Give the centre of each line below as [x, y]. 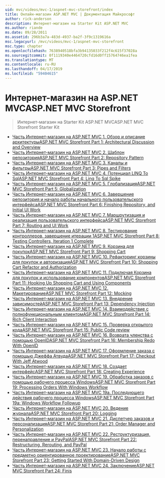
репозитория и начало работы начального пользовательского [78, 199]
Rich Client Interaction [35, 319]
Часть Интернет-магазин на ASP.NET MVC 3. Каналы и [70, 163]
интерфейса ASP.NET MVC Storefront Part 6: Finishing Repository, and [84, 204]
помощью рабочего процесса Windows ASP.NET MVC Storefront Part [84, 382]
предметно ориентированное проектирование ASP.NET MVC [76, 455]
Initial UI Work [26, 210]
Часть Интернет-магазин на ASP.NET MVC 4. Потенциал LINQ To [80, 173]
